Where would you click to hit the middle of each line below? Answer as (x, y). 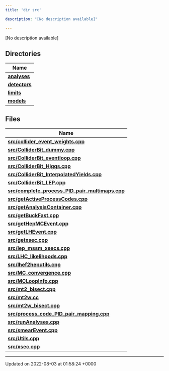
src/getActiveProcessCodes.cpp (48, 199)
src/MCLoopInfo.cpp (33, 281)
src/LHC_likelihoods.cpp (38, 256)
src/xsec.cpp (24, 347)
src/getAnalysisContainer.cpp (45, 207)
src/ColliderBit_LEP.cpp (37, 183)
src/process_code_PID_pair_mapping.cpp (59, 314)
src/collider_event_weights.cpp (46, 142)
